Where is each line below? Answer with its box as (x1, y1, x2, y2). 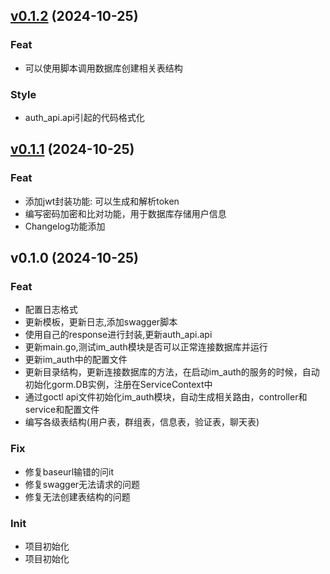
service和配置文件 (24, 404, 100, 416)
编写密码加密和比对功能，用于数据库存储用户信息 (24, 207, 227, 219)
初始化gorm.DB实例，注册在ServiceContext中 (24, 379, 213, 391)
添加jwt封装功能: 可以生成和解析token (24, 195, 180, 207)
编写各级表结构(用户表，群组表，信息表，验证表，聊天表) (24, 416, 260, 428)
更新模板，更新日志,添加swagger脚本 (24, 316, 178, 328)
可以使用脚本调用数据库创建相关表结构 (24, 62, 183, 74)
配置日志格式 (24, 304, 78, 316)
